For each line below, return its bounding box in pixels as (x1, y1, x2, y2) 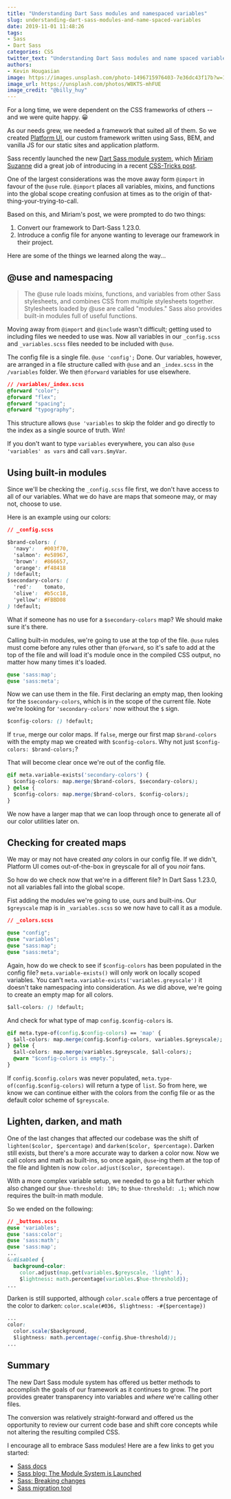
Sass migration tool (16, 1484, 72, 1492)
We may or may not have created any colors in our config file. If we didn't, (7, 855, 217, 864)
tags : (7, 29, 23, 36)
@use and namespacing (7, 271, 113, 283)
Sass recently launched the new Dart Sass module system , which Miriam (7, 154, 213, 162)
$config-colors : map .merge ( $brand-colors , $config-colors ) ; (13, 791, 189, 798)
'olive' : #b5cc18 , (13, 590, 69, 597)
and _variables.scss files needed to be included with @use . (7, 339, 174, 348)
